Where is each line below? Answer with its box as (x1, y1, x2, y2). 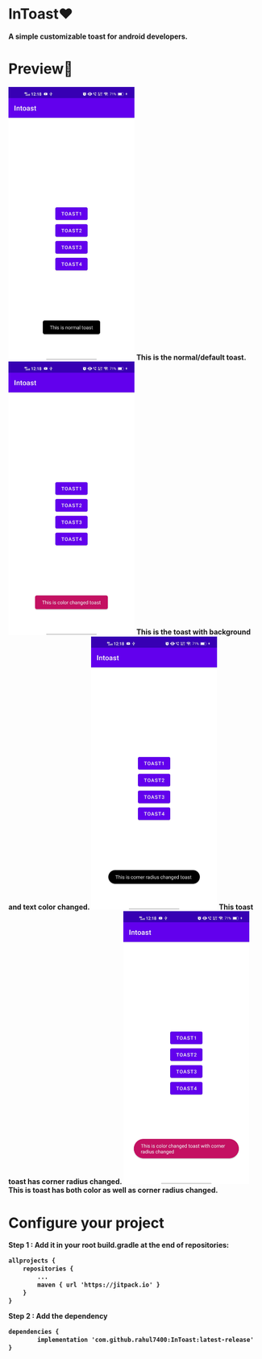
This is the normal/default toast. (135, 352, 247, 363)
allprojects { (8, 1257, 56, 1265)
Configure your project (8, 1214, 164, 1232)
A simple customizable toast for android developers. (8, 31, 188, 41)
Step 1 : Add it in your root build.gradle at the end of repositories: (8, 1241, 230, 1250)
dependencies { (8, 1328, 60, 1336)
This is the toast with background (135, 627, 252, 637)
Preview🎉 (8, 60, 73, 78)
